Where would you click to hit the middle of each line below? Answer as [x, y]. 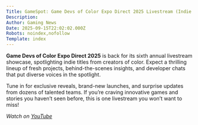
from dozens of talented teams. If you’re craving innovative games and [92, 92]
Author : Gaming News [32, 22]
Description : [22, 17]
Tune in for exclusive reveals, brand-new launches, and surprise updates [95, 86]
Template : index [26, 39]
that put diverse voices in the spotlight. [53, 75]
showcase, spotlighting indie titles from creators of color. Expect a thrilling [97, 62]
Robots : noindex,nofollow [38, 34]
